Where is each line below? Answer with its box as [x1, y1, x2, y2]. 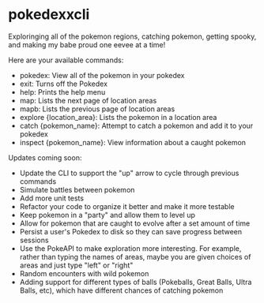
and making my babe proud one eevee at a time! [8, 39, 166, 49]
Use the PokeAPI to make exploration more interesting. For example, [19, 243, 242, 253]
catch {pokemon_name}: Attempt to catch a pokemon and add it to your [19, 121, 254, 130]
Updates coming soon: [8, 152, 82, 163]
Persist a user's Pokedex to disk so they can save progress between [19, 226, 243, 236]
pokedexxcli [8, 6, 90, 24]
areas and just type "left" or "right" [19, 260, 134, 270]
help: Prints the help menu [19, 87, 106, 96]
